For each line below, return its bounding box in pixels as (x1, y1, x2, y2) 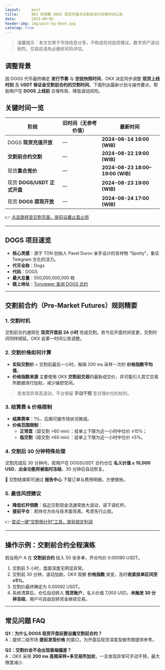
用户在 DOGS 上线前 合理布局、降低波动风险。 (9, 88, 103, 94)
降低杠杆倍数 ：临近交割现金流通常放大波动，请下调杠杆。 (12, 502, 129, 508)
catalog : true (5, 26, 34, 31)
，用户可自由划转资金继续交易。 (25, 596, 90, 602)
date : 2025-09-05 (5, 16, 54, 21)
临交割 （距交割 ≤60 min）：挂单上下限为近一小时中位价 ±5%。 (19, 434, 146, 440)
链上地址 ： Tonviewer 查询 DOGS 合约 (12, 281, 88, 287)
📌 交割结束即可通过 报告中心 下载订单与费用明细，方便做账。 (5, 476, 128, 483)
